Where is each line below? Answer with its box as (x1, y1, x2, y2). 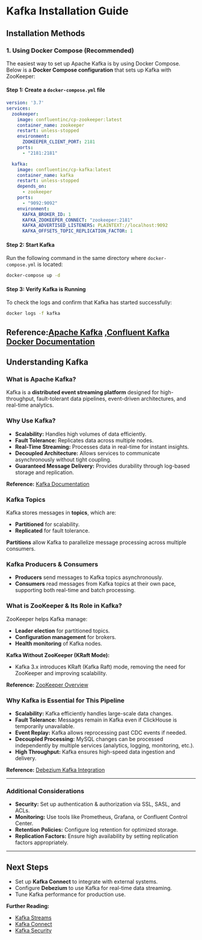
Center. (14, 820, 34, 827)
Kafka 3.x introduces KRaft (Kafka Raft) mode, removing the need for (14, 663, 186, 670)
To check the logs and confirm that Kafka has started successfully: (6, 299, 173, 306)
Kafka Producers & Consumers (6, 560, 99, 568)
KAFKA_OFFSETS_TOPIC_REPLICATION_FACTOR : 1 (22, 228, 133, 234)
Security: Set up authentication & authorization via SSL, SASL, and (14, 800, 181, 808)
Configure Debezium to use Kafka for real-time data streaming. (14, 885, 173, 892)
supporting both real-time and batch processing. (14, 587, 136, 594)
